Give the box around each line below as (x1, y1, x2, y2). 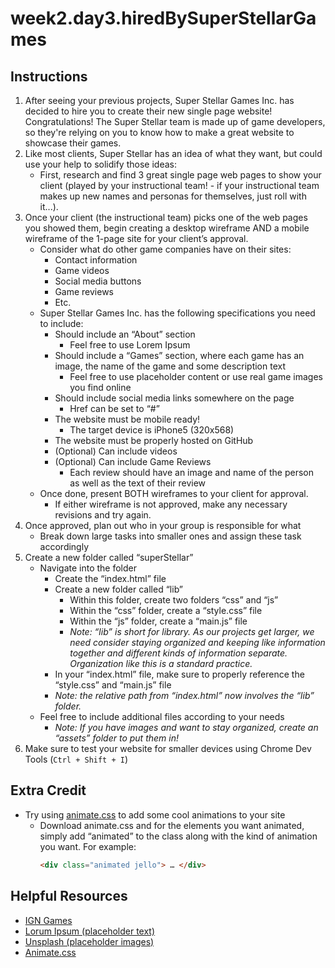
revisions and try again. (54, 509, 152, 521)
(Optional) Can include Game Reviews (54, 456, 212, 467)
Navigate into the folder (39, 562, 138, 574)
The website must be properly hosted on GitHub (54, 435, 254, 446)
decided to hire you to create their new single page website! (24, 105, 273, 117)
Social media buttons (54, 275, 142, 287)
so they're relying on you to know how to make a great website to (24, 127, 295, 138)
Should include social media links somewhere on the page (54, 392, 295, 404)
